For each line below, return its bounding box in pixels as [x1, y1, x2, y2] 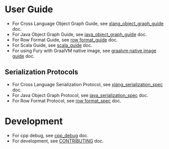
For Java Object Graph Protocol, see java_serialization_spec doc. [12, 92, 149, 98]
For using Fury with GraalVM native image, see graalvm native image [12, 47, 156, 54]
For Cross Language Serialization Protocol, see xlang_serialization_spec [12, 81, 163, 87]
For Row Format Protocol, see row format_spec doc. [12, 97, 122, 104]
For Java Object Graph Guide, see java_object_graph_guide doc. [12, 31, 147, 37]
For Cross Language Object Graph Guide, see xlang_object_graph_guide [12, 20, 164, 27]
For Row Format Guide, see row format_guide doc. [12, 37, 118, 43]
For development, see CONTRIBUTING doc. [12, 138, 104, 144]
